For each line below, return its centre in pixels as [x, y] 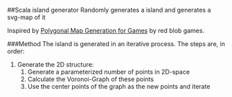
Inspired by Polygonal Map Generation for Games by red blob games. [106, 31]
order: [16, 51]
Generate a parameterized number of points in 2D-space [109, 72]
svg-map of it [27, 17]
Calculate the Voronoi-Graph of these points [91, 79]
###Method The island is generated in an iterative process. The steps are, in [116, 44]
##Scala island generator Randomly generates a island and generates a [109, 10]
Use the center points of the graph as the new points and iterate [119, 86]
